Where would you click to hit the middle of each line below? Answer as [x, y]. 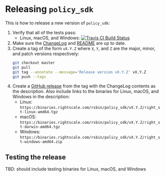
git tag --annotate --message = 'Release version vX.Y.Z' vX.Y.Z [79, 72]
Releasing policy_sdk [49, 9]
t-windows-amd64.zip [41, 142]
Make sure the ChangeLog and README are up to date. [69, 43]
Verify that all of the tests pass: [44, 32]
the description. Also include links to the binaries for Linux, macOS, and [85, 91]
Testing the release [36, 157]
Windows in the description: [41, 97]
